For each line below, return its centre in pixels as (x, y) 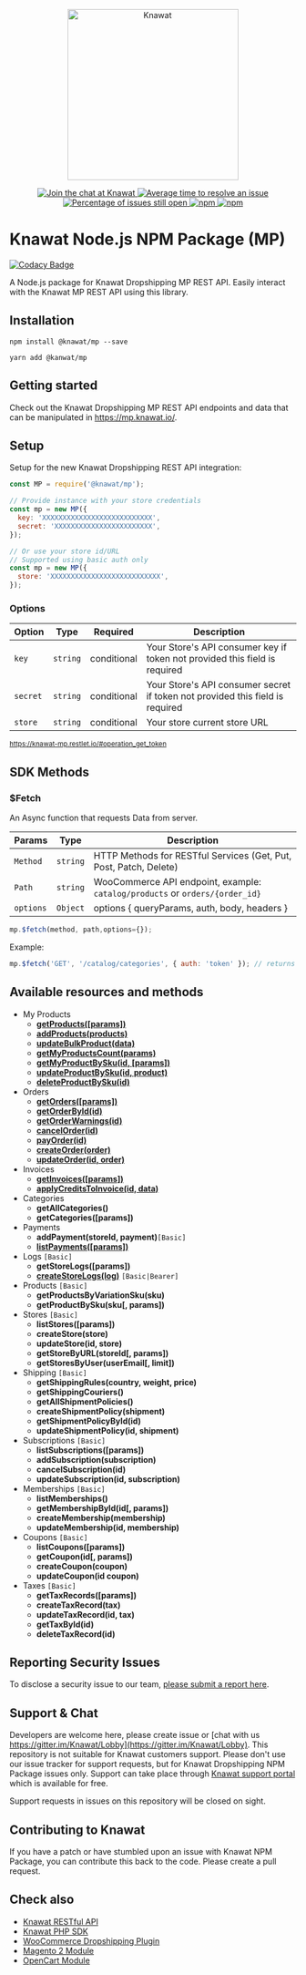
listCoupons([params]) (81, 1547)
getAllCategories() (72, 1208)
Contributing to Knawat (77, 1830)
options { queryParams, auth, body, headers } (191, 908)
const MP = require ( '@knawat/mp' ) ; (77, 484)
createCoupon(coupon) (82, 1566)
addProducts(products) (82, 1034)
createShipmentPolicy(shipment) (101, 1411)
